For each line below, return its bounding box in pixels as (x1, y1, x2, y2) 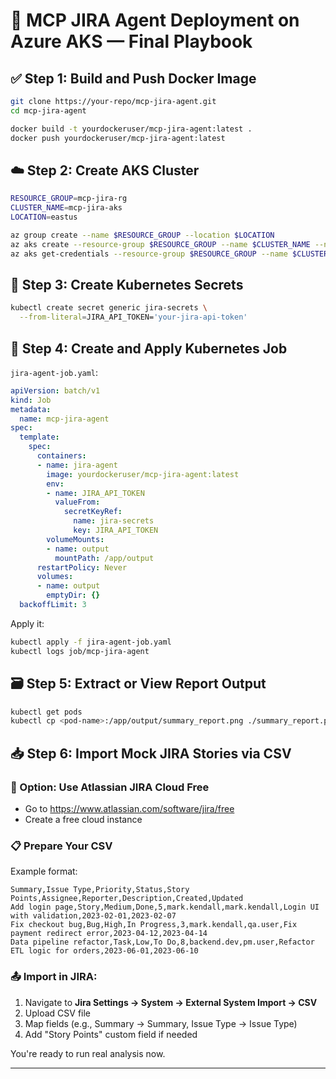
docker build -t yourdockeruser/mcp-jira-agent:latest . (10, 124, 253, 134)
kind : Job (10, 395, 52, 405)
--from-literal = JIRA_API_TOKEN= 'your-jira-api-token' (19, 312, 248, 323)
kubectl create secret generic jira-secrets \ (10, 303, 208, 313)
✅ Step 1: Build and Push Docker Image (10, 70, 257, 87)
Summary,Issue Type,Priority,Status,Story (10, 885, 190, 895)
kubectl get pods (10, 707, 83, 717)
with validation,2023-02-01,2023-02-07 (10, 911, 177, 921)
